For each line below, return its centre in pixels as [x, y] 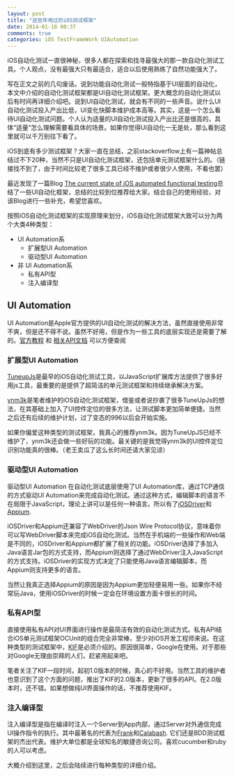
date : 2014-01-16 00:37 [42, 27]
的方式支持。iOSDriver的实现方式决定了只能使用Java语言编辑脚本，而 [107, 561]
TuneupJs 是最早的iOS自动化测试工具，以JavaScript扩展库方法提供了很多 [112, 377]
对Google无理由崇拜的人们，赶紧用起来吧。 [70, 655]
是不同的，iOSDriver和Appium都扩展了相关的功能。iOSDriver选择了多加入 [113, 543]
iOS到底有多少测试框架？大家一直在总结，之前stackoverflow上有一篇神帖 [112, 151]
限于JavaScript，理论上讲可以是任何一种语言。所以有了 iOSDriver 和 [116, 504]
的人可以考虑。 [29, 750]
